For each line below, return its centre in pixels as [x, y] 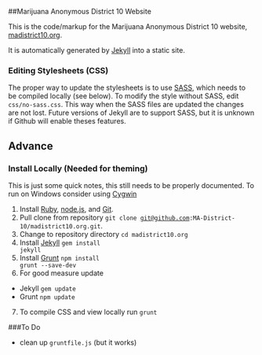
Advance [31, 146]
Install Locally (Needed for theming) [78, 168]
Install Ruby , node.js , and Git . [66, 209]
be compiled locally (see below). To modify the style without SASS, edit [124, 96]
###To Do [24, 327]
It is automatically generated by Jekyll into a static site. [97, 50]
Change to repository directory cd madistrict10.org [104, 234]
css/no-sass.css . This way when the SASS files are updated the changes [126, 105]
